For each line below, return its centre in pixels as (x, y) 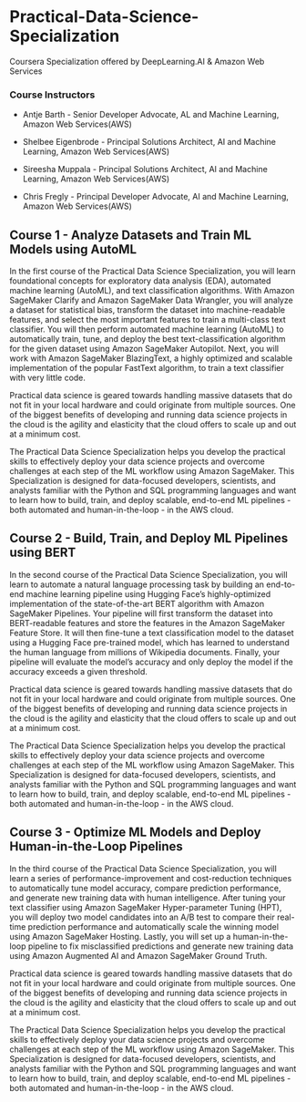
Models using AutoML (73, 249)
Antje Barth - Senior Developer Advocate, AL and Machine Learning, (151, 115)
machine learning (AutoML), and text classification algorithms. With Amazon (152, 291)
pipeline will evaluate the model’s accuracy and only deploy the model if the (151, 662)
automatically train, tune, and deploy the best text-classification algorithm (148, 339)
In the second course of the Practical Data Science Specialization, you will (149, 574)
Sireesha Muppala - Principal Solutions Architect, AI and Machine (145, 170)
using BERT (43, 553)
